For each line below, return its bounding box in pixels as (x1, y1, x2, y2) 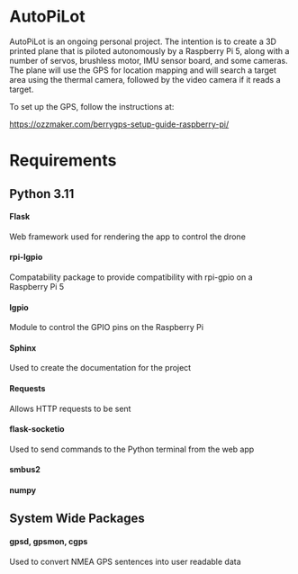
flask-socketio (9, 424, 65, 435)
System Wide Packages (9, 511, 146, 526)
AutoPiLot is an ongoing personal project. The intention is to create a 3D (9, 36, 277, 47)
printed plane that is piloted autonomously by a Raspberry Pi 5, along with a (9, 45, 290, 56)
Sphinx (9, 342, 37, 353)
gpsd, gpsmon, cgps (9, 535, 88, 546)
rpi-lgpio (9, 252, 43, 263)
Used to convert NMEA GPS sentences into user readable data (9, 556, 241, 567)
